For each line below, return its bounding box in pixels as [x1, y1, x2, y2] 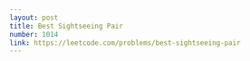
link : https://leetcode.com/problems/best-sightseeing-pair [9, 38, 242, 48]
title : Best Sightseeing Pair [9, 22, 124, 30]
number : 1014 [9, 30, 59, 39]
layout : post [9, 13, 59, 22]
